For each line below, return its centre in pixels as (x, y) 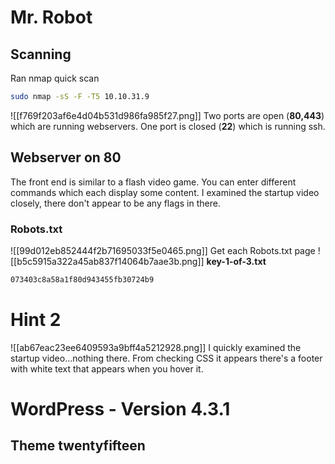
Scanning (41, 54)
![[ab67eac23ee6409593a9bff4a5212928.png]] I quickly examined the (156, 347)
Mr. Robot (51, 17)
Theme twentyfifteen (78, 446)
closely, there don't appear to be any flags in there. (115, 203)
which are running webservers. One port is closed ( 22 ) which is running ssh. (168, 126)
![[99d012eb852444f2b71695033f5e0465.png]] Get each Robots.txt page (163, 250)
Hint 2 (36, 320)
